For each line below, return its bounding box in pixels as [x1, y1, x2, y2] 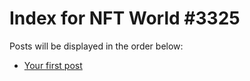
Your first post [23, 59, 83, 71]
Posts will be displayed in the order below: [9, 40, 184, 52]
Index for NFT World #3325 [9, 7, 241, 30]
